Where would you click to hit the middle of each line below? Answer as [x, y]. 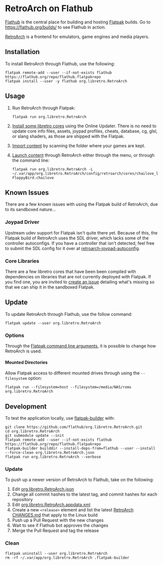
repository [22, 500]
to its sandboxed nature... [30, 210]
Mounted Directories [26, 362]
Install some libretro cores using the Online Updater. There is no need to [84, 126]
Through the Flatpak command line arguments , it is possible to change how [81, 346]
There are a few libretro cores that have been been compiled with [71, 272]
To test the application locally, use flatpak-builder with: [60, 418]
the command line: [31, 160]
